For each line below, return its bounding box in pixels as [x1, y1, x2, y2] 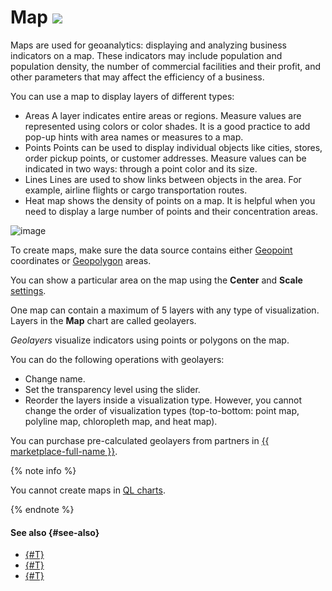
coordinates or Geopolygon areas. [10, 254, 152, 266]
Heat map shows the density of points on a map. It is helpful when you [24, 194, 316, 206]
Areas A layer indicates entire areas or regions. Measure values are [24, 109, 302, 121]
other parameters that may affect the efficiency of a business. [10, 71, 265, 83]
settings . [10, 284, 47, 296]
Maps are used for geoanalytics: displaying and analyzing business [10, 39, 288, 51]
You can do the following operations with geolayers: [10, 353, 225, 365]
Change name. [24, 372, 86, 385]
